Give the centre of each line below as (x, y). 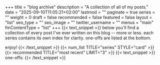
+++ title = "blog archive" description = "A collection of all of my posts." (77, 7)
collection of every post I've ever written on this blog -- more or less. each (79, 33)
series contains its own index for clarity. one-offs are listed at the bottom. (78, 38)
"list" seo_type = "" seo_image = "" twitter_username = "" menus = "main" (79, 22)
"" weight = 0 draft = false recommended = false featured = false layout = (79, 17)
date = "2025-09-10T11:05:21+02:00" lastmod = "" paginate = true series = (80, 12)
